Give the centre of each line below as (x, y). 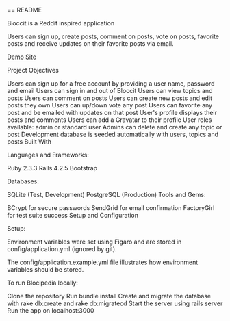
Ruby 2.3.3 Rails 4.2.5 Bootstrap (52, 168)
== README (25, 10)
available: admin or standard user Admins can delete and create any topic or (115, 127)
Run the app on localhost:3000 (51, 310)
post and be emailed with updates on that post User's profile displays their (112, 113)
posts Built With (29, 142)
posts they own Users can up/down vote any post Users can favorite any (110, 105)
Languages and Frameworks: (48, 155)
